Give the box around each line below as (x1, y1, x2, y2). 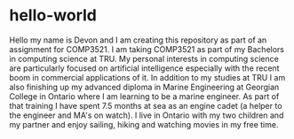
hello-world (9, 5, 98, 26)
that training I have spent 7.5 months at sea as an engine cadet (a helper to (9, 100, 282, 111)
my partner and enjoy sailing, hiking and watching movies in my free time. (9, 119, 279, 129)
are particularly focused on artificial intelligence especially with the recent (9, 63, 280, 73)
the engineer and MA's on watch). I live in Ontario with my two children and (9, 110, 284, 120)
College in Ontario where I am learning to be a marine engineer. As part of (9, 90, 280, 102)
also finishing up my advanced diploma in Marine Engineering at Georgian (9, 81, 280, 92)
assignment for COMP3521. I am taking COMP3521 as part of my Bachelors (9, 43, 284, 54)
